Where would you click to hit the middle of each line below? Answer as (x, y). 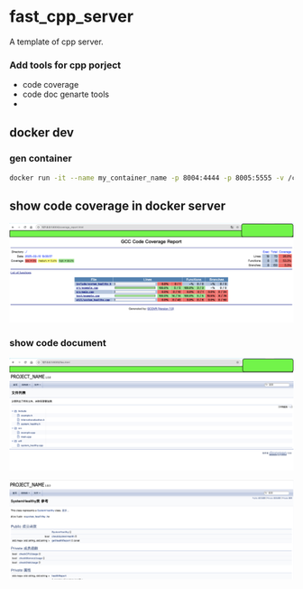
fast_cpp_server (71, 17)
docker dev (42, 132)
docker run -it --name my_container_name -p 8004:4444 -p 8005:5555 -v (147, 178)
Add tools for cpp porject (65, 65)
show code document (58, 343)
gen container (41, 158)
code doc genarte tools (66, 94)
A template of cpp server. (56, 42)
